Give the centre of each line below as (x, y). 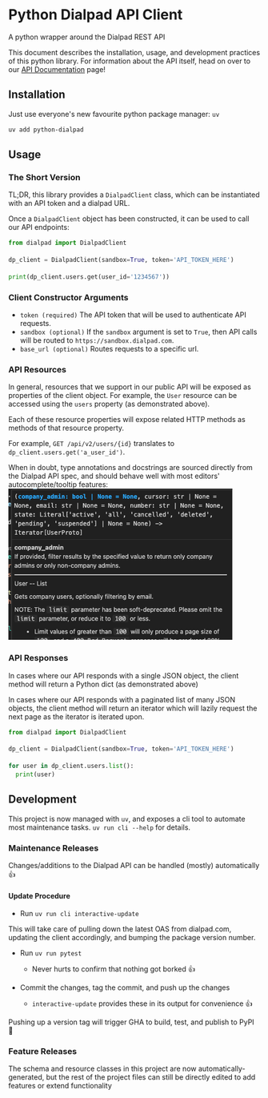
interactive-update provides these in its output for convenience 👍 (142, 1003)
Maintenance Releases (54, 848)
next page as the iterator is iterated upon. (76, 716)
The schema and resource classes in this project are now (102, 1069)
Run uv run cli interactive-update (79, 914)
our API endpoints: (39, 227)
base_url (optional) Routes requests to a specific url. (109, 348)
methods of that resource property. (66, 428)
